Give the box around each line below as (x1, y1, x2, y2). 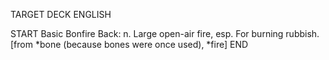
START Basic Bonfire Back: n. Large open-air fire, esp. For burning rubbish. (10, 28, 320, 39)
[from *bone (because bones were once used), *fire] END (10, 39, 249, 50)
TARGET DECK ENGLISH (10, 9, 112, 20)
